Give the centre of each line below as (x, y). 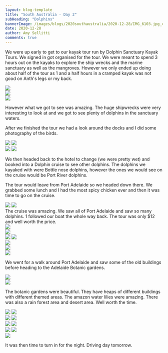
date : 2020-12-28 (23, 28)
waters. (13, 118)
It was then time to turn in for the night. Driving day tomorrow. (69, 345)
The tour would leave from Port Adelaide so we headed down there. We (79, 184)
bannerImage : (19, 24)
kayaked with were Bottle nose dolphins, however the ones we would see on (84, 169)
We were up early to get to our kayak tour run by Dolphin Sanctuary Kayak (82, 52)
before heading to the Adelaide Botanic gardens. (55, 267)
